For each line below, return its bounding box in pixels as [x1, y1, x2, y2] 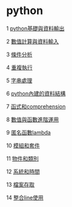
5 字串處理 [6, 77, 33, 84]
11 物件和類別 [6, 154, 39, 162]
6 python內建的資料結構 [6, 89, 66, 97]
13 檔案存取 [6, 181, 35, 188]
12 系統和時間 [6, 168, 41, 175]
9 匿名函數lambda [6, 129, 51, 136]
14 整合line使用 [6, 194, 44, 201]
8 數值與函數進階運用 [6, 116, 59, 123]
